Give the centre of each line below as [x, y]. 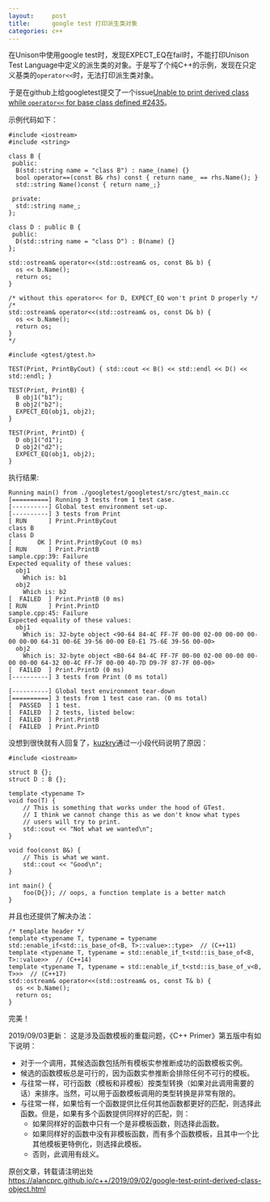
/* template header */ [46, 932]
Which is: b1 [45, 578]
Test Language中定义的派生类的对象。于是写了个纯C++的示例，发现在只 [129, 65]
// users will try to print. [72, 822]
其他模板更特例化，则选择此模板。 [89, 1144]
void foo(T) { [32, 801]
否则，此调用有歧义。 [67, 1154]
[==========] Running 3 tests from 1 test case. [92, 500]
